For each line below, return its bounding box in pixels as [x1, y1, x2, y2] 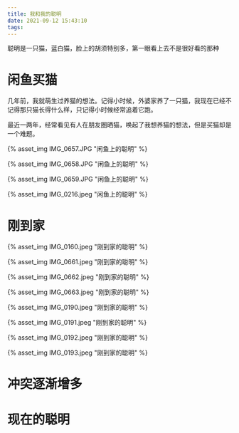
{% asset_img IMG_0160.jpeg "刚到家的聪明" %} [7, 243, 148, 251]
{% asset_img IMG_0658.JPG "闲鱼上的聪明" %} [7, 160, 149, 168]
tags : [7, 24, 23, 31]
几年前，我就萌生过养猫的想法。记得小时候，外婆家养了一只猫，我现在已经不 [7, 97, 232, 105]
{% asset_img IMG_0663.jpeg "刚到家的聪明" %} [7, 288, 149, 296]
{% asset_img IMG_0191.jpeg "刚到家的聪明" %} [7, 318, 147, 327]
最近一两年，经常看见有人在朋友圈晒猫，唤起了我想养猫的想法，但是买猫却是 [7, 120, 232, 129]
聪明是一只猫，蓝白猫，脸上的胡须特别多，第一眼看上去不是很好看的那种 [7, 44, 219, 53]
